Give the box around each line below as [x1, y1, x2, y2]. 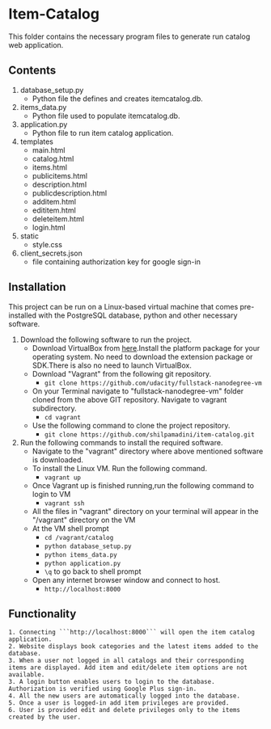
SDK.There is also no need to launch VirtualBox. [32, 360, 193, 370]
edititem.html [32, 205, 77, 215]
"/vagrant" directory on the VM [32, 515, 136, 525]
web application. [8, 40, 64, 49]
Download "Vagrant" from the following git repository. [32, 369, 212, 378]
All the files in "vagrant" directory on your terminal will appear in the [32, 506, 259, 516]
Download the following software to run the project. [19, 335, 193, 344]
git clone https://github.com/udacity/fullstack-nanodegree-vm [44, 379, 262, 387]
